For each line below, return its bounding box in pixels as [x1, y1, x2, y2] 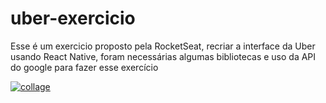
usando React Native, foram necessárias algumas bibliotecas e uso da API [10, 50, 317, 62]
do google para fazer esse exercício [10, 61, 159, 73]
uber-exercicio [10, 7, 136, 30]
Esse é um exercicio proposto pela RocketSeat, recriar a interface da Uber [10, 40, 316, 52]
